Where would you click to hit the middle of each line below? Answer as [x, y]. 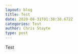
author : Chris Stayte [28, 28]
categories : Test [23, 24]
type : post [17, 33]
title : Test [18, 14]
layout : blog [19, 10]
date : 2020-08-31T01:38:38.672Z [39, 19]
